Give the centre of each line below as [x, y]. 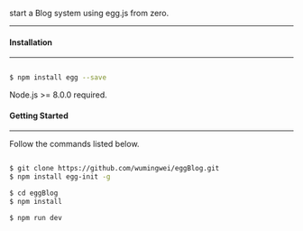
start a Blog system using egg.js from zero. [89, 13]
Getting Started [39, 115]
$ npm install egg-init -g [60, 177]
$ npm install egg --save [58, 78]
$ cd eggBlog [34, 193]
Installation [31, 42]
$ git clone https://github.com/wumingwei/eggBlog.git [115, 169]
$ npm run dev [36, 217]
